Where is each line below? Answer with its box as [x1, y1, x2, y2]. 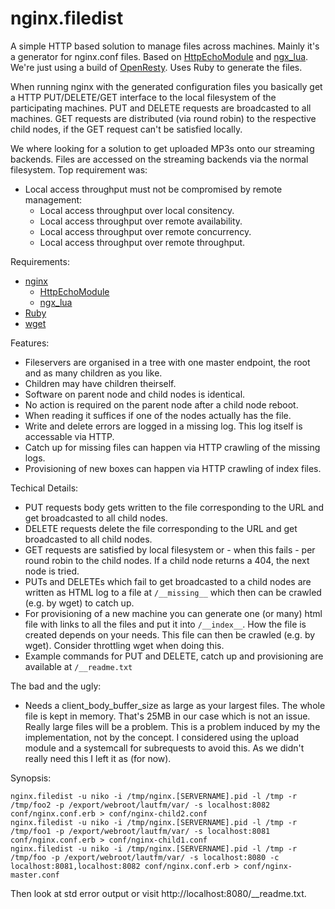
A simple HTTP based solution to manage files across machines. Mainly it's [10, 40, 320, 52]
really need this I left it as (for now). [24, 752, 172, 764]
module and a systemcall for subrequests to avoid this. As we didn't [24, 742, 305, 754]
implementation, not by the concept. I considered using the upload [24, 731, 300, 743]
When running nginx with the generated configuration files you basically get [10, 80, 323, 92]
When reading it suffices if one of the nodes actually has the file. [24, 409, 292, 421]
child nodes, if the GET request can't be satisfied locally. [10, 123, 243, 135]
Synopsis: [10, 772, 52, 784]
